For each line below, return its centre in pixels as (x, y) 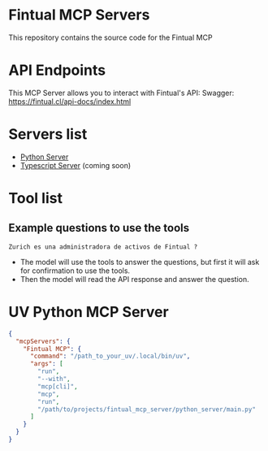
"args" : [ (46, 364)
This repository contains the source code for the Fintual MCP (110, 37)
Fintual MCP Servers (79, 15)
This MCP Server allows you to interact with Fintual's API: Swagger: (121, 93)
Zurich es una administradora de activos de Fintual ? (103, 247)
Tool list (36, 198)
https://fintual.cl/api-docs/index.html (70, 101)
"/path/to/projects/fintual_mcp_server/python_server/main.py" (147, 409)
